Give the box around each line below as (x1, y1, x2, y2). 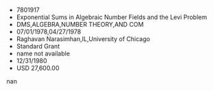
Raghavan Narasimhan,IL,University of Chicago (16, 35, 150, 43)
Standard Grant (16, 42, 60, 50)
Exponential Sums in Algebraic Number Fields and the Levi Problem (16, 13, 207, 21)
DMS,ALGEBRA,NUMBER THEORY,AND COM (16, 21, 144, 28)
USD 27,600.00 (16, 64, 60, 72)
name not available (16, 49, 70, 57)
